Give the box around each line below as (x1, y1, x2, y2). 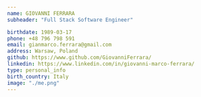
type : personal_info (7, 66, 67, 74)
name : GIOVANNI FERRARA (7, 10, 75, 17)
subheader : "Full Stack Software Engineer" (7, 16, 134, 23)
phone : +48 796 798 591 (7, 35, 75, 42)
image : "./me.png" (7, 79, 60, 86)
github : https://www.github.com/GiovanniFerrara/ (7, 54, 152, 61)
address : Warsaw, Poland (7, 48, 78, 55)
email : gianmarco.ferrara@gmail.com (7, 42, 112, 48)
